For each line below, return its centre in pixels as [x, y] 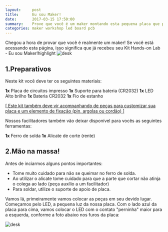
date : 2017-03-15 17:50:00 [40, 19]
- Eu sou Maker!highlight [30, 53]
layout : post [23, 10]
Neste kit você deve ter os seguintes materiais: [53, 81]
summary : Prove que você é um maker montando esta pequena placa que [82, 24]
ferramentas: [18, 126]
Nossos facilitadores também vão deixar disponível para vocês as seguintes [83, 120]
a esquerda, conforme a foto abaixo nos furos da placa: [62, 214]
